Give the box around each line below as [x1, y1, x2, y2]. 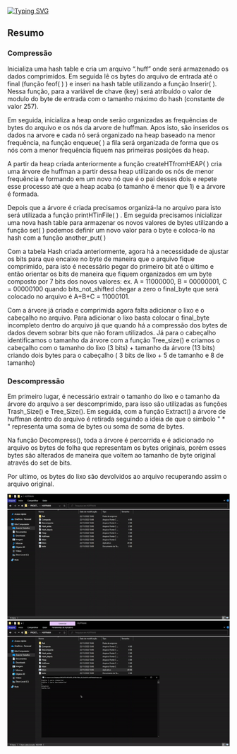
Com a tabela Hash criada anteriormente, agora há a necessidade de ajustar [7, 247, 229, 255]
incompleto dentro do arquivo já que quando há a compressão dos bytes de [7, 320, 228, 329]
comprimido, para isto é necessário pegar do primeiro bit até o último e [7, 262, 214, 270]
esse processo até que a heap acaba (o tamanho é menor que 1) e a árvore [7, 182, 226, 190]
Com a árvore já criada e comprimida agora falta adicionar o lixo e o [7, 306, 205, 314]
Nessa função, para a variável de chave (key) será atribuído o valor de [7, 87, 212, 95]
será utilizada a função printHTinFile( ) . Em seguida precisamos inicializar [7, 211, 223, 219]
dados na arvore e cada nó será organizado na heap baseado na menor [7, 131, 216, 139]
